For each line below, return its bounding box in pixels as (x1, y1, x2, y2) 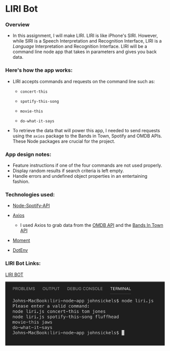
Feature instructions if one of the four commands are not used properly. (12, 163, 162, 169)
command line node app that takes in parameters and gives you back (12, 49, 157, 55)
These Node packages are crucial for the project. (12, 138, 115, 144)
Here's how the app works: (5, 67, 73, 74)
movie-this (20, 108, 44, 114)
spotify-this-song (20, 99, 59, 104)
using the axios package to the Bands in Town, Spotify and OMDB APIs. (12, 133, 162, 139)
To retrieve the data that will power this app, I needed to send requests (12, 127, 160, 133)
